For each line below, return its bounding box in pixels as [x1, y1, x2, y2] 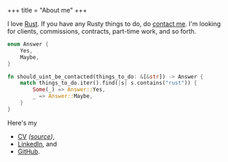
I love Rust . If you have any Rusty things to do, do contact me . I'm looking [7, 20, 221, 27]
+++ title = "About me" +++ [7, 6, 88, 14]
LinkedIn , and [17, 139, 58, 148]
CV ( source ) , [17, 132, 55, 140]
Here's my [7, 118, 37, 127]
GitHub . [17, 147, 40, 156]
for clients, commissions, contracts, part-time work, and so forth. [7, 27, 196, 35]
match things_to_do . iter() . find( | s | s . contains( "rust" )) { [20, 80, 198, 87]
